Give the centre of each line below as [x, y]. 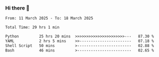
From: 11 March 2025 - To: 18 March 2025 [49, 18]
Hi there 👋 [18, 8]
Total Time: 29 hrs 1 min [32, 27]
